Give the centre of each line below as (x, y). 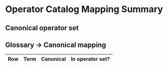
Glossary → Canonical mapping (56, 45)
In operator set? (90, 59)
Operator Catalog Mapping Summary (84, 9)
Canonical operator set (42, 28)
